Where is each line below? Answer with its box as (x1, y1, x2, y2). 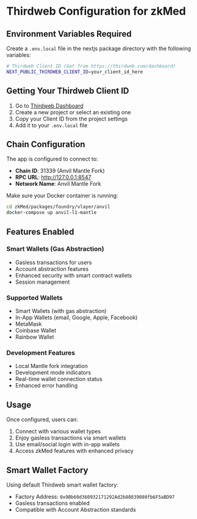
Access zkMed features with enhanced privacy (15, 447, 134, 455)
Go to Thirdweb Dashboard (15, 102, 84, 109)
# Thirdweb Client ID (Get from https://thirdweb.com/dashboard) (6, 63, 176, 69)
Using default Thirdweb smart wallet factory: (6, 481, 119, 488)
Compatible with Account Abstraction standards (15, 506, 136, 513)
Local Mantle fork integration (15, 363, 88, 370)
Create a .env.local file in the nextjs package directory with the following (6, 45, 191, 52)
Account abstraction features (15, 265, 89, 273)
